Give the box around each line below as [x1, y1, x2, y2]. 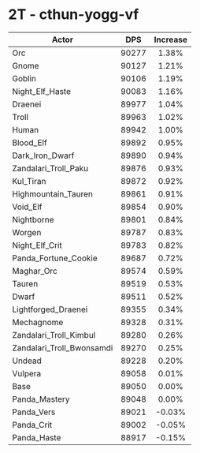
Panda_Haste [12, 432, 61, 443]
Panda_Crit [12, 419, 53, 430]
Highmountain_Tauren [12, 188, 93, 199]
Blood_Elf [12, 137, 47, 148]
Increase [154, 34, 187, 45]
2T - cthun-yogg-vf [8, 6, 139, 24]
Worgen [12, 226, 42, 238]
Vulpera [12, 368, 42, 379]
